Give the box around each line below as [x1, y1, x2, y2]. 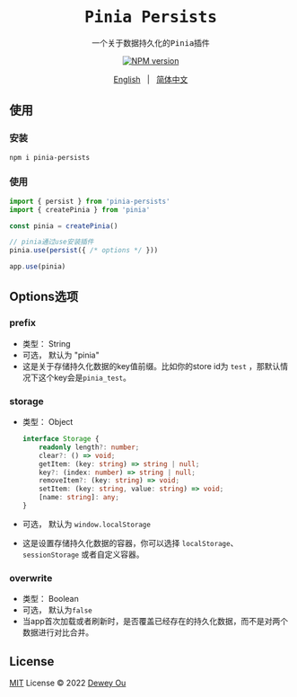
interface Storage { [22, 435, 100, 444]
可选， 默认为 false [22, 604, 92, 615]
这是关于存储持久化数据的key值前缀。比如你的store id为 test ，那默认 [22, 360, 281, 371]
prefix [9, 317, 36, 330]
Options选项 [9, 289, 79, 304]
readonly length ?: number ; [39, 443, 140, 452]
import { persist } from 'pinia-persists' [9, 197, 170, 206]
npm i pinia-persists [9, 153, 91, 162]
